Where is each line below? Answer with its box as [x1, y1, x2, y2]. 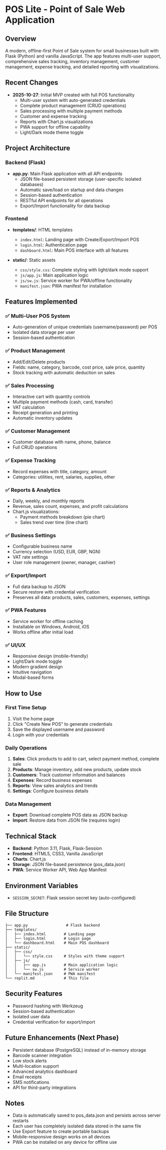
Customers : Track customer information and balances [12, 772, 126, 778]
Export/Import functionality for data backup [20, 203, 110, 209]
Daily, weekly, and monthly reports [12, 498, 85, 504]
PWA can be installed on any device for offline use [12, 1139, 117, 1145]
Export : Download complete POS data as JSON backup [12, 812, 128, 818]
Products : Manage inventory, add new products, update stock [12, 767, 142, 773]
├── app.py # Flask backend [5, 923, 100, 928]
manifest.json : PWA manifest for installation [20, 282, 112, 289]
